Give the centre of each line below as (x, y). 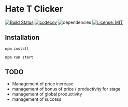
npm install (17, 49)
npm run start (19, 57)
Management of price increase (43, 84)
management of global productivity (47, 94)
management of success (37, 99)
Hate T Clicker (34, 9)
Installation (22, 38)
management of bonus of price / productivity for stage (66, 89)
